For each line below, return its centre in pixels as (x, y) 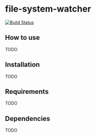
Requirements (27, 92)
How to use (22, 38)
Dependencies (28, 118)
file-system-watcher (48, 9)
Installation (22, 65)
